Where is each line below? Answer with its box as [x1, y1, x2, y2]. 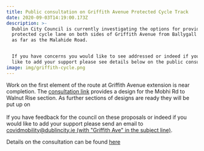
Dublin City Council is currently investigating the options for [12, 25, 181, 32]
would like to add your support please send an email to [6, 119, 144, 127]
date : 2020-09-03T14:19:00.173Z [6, 15, 88, 21]
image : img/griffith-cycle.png [6, 64, 86, 70]
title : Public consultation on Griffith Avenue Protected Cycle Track [6, 8, 189, 15]
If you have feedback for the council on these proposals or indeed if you [6, 113, 187, 121]
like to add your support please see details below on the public [12, 59, 183, 65]
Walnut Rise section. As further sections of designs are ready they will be [6, 94, 189, 101]
